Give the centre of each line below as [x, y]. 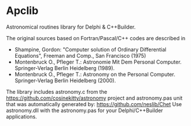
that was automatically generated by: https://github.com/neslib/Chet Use [94, 104]
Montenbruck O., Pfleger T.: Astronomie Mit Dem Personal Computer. [98, 62]
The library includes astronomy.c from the [57, 92]
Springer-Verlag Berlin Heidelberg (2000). [65, 80]
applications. [21, 116]
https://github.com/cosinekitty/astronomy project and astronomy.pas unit [94, 98]
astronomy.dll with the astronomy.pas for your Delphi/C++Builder [85, 110]
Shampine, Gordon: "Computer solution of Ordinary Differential [91, 49]
